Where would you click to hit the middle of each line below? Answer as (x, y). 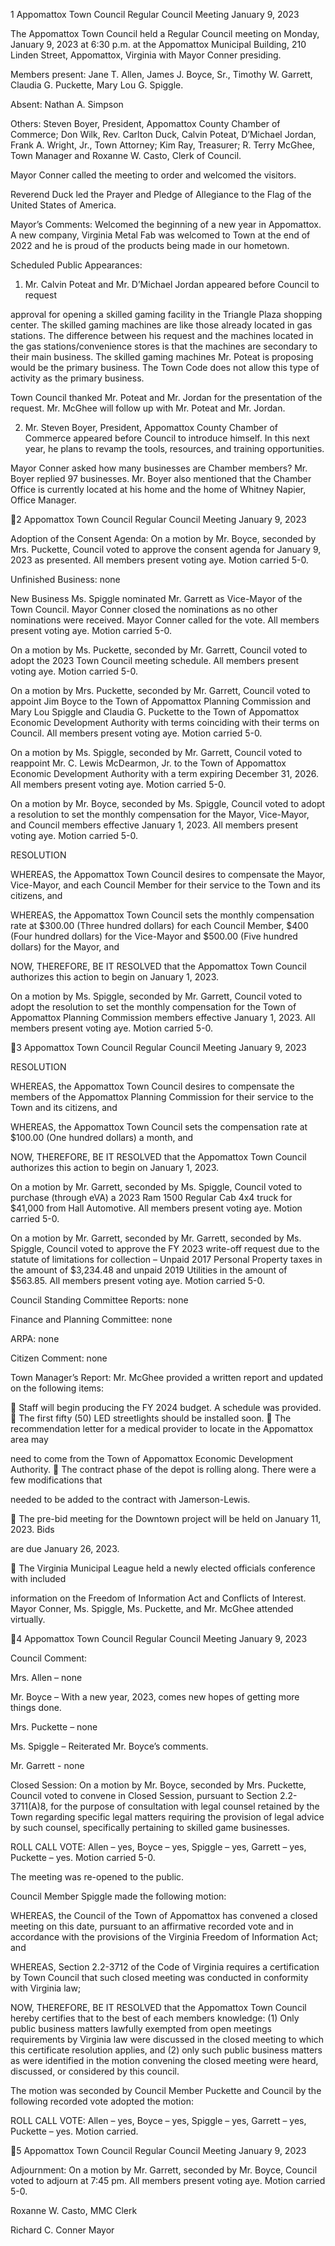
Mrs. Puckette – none (54, 1727)
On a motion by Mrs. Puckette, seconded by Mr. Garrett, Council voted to (160, 690)
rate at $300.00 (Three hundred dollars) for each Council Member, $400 (159, 925)
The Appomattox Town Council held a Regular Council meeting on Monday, (165, 33)
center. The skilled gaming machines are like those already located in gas (161, 325)
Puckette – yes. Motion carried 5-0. (83, 1857)
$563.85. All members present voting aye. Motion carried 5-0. (138, 1280)
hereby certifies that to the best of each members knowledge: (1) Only (155, 2018)
